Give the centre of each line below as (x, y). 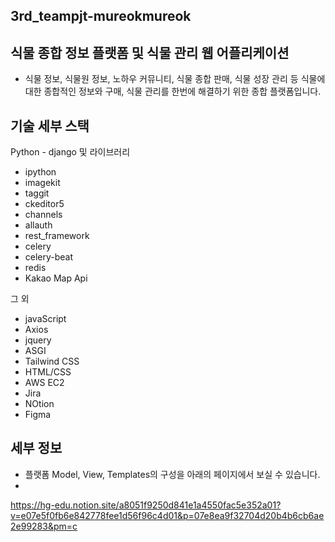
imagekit (42, 183)
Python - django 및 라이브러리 (70, 152)
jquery (38, 340)
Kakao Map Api (56, 278)
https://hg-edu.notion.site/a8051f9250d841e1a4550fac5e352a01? (146, 505)
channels (43, 215)
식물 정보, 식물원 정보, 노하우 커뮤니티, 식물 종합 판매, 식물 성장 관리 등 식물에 (175, 79)
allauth (38, 225)
